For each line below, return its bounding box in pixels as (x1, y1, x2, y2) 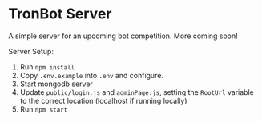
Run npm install (19, 61, 75, 72)
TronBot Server (8, 5, 112, 23)
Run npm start (19, 104, 68, 114)
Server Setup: (8, 46, 54, 56)
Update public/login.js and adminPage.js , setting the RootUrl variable (19, 87, 254, 96)
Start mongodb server (19, 79, 94, 89)
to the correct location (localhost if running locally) (19, 96, 187, 105)
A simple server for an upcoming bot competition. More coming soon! (8, 31, 238, 41)
